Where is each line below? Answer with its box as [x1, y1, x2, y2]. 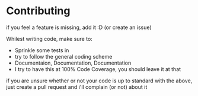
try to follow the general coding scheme [14, 53, 113, 60]
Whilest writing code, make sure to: [6, 35, 93, 42]
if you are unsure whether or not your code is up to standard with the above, [6, 77, 193, 84]
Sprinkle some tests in [14, 46, 69, 54]
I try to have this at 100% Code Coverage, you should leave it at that [14, 65, 181, 72]
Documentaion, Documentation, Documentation [14, 59, 132, 66]
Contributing [6, 4, 71, 18]
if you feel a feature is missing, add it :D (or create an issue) [6, 24, 152, 31]
